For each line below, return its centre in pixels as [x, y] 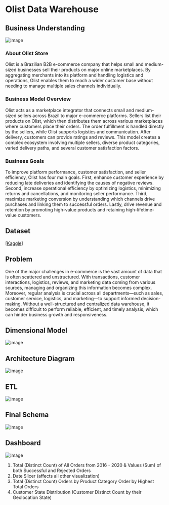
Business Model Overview [38, 99]
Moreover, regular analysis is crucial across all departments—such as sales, [84, 293]
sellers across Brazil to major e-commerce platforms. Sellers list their [89, 116]
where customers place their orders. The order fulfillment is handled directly [85, 126]
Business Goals [25, 161]
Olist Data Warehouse [52, 9]
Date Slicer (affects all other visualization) [56, 476]
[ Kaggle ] [14, 243]
